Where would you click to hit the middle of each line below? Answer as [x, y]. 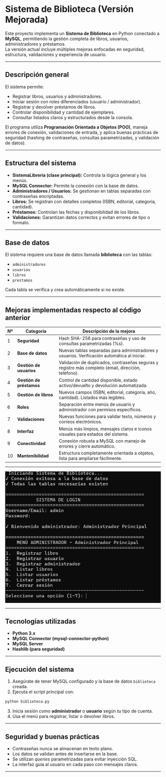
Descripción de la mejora [109, 331]
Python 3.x [24, 633]
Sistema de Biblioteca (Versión [69, 9]
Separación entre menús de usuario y [97, 404]
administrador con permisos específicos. [100, 410]
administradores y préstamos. [35, 44]
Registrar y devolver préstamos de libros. [54, 107]
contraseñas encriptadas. [38, 196]
